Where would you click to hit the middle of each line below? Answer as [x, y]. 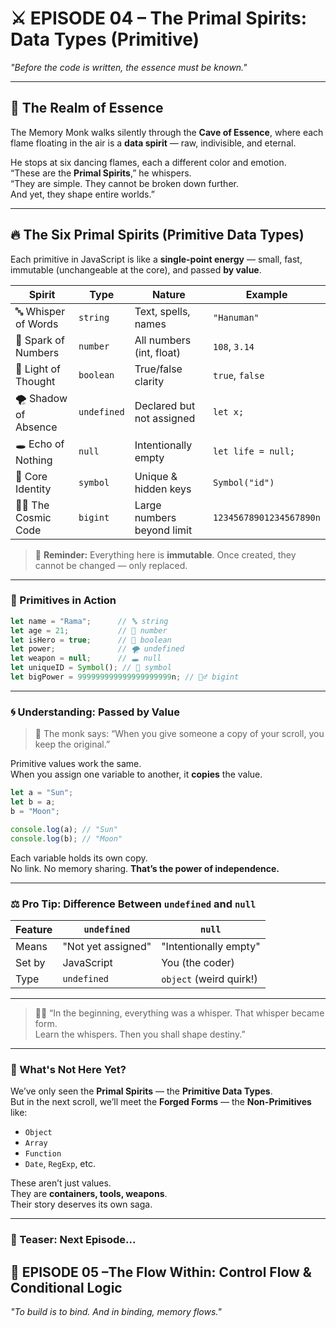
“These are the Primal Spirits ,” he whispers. [101, 173]
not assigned [165, 419]
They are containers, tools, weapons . [89, 1194]
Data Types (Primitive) [105, 39]
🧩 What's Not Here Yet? [68, 1069]
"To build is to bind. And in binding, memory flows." [116, 1311]
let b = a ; [33, 802]
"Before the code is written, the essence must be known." [129, 67]
